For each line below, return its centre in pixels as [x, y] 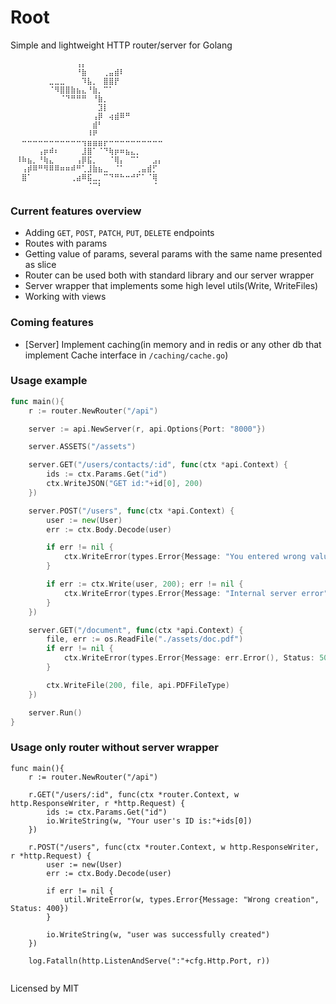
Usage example [49, 381]
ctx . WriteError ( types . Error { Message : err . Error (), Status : [189, 658]
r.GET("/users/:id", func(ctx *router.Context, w [134, 794]
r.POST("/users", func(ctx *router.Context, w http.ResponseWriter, [174, 847]
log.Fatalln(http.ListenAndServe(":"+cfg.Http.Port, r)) [149, 961]
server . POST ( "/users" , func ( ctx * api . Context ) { [131, 511]
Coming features [52, 323]
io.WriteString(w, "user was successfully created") [158, 934]
